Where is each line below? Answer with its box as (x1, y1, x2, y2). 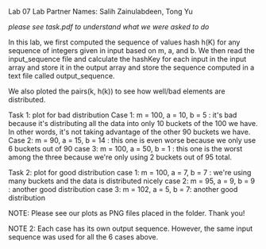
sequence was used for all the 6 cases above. (8, 232, 159, 241)
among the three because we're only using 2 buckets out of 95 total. (8, 152, 233, 162)
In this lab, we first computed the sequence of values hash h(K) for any (8, 37, 241, 47)
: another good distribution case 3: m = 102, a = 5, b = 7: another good (8, 185, 238, 193)
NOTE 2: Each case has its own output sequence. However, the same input (8, 224, 253, 233)
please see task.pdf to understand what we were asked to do (8, 22, 210, 31)
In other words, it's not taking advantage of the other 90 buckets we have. (8, 127, 251, 136)
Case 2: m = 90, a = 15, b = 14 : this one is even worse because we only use (8, 136, 256, 145)
